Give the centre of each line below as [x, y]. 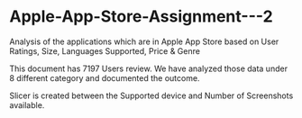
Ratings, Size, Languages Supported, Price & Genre [105, 50]
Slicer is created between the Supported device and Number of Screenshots [151, 95]
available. [27, 104]
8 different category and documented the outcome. [105, 77]
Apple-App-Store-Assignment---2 [141, 17]
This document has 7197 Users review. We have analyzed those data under [149, 68]
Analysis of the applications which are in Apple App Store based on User [144, 41]
